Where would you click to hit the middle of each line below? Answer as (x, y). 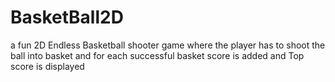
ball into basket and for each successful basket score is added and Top (157, 55)
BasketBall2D (67, 17)
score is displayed (47, 66)
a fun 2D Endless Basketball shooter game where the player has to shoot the (168, 45)
